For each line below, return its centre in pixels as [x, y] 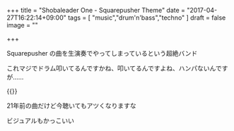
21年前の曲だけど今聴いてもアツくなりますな [72, 106]
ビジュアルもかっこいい [41, 120]
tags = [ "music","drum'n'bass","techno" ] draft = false [147, 18]
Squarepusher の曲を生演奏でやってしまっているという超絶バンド [102, 53]
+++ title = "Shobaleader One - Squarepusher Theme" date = [96, 10]
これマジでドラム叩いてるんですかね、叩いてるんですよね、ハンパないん [111, 68]
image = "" [22, 25]
